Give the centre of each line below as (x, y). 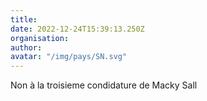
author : (26, 47)
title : (24, 19)
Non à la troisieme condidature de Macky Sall (104, 85)
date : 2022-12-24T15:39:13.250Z (77, 29)
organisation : (40, 38)
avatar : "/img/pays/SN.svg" (69, 57)
